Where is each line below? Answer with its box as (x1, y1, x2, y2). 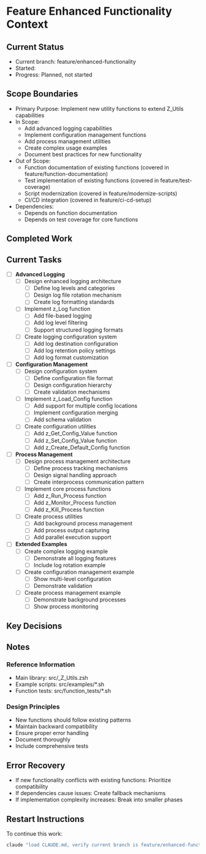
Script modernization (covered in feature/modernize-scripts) (24, 189, 178, 197)
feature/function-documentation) (24, 170, 109, 177)
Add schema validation (33, 416, 92, 424)
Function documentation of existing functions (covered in (24, 164, 169, 171)
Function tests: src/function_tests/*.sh (15, 687, 112, 695)
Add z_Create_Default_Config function (33, 443, 131, 451)
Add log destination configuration (33, 340, 118, 347)
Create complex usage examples (24, 144, 107, 151)
